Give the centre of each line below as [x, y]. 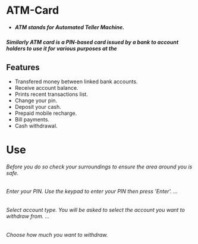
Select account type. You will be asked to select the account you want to [96, 209]
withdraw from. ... [28, 216]
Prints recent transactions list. [51, 94]
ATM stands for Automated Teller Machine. [70, 27]
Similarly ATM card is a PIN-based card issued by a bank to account [92, 42]
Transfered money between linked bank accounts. [76, 82]
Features [23, 67]
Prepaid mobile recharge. [46, 113]
